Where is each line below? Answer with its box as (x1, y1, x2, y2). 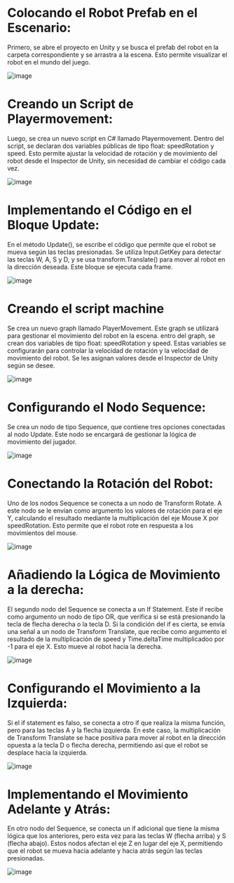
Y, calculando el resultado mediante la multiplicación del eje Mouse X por (7, 513, 219, 522)
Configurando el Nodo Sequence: (7, 399, 207, 415)
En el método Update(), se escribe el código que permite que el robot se (7, 240, 216, 248)
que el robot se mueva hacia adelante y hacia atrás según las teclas (7, 847, 203, 855)
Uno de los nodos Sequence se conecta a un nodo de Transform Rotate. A (7, 499, 222, 507)
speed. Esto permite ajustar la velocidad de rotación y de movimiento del (7, 149, 218, 157)
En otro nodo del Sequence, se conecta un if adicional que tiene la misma (7, 824, 219, 833)
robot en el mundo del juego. (7, 58, 91, 66)
